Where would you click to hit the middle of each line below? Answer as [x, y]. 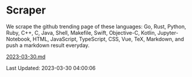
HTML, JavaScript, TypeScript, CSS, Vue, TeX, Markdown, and [108, 39]
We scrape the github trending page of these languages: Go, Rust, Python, [96, 26]
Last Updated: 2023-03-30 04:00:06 [51, 68]
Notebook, [19, 39]
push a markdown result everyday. [48, 45]
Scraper [26, 10]
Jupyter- [168, 32]
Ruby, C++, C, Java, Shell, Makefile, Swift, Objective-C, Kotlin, [81, 32]
